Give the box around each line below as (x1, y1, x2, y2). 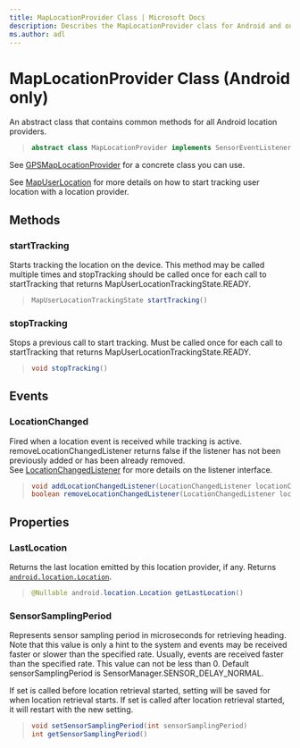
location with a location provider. (9, 187, 129, 198)
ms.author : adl (9, 29, 66, 38)
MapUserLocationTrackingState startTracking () (30, 296, 208, 305)
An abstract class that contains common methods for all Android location (9, 117, 278, 128)
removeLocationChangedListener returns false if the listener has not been (9, 445, 281, 456)
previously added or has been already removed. (9, 455, 186, 466)
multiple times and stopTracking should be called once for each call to (9, 269, 267, 280)
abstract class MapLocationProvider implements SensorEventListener (30, 144, 292, 153)
